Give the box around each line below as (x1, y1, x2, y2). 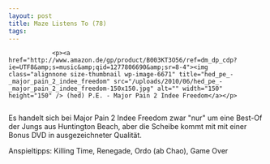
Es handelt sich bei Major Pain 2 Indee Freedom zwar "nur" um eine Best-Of (8, 113, 263, 123)
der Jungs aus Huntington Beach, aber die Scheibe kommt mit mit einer (8, 122, 247, 132)
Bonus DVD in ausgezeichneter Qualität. (8, 131, 142, 140)
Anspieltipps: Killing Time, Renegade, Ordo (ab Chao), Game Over (8, 146, 229, 156)
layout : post (8, 11, 53, 20)
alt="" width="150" (156, 84, 223, 93)
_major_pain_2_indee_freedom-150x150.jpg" (8, 84, 154, 93)
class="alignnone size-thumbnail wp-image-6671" (8, 71, 176, 79)
